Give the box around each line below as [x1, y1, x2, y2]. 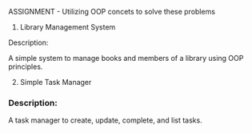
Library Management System [19, 22, 116, 31]
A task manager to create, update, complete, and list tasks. [8, 115, 202, 125]
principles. [8, 62, 43, 71]
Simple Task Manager [19, 78, 92, 87]
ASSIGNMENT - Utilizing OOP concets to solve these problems [8, 7, 216, 16]
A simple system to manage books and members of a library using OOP [8, 54, 244, 62]
